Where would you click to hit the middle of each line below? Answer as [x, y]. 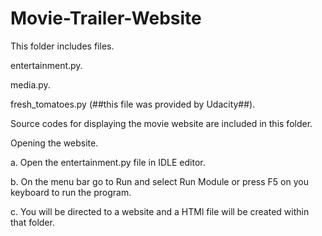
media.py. [30, 84]
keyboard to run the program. [71, 192]
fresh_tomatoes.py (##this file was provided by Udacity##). [133, 104]
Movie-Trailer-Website [106, 18]
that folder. [32, 222]
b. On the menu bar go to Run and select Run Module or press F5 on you [159, 181]
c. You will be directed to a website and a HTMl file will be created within [160, 211]
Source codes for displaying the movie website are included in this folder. [161, 123]
